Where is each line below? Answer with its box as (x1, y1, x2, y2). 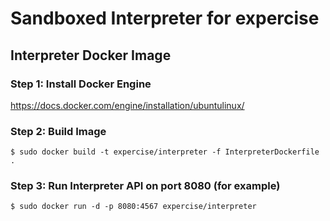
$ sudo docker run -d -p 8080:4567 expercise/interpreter (10, 202, 257, 212)
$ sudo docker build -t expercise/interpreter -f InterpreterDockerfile (10, 147, 320, 157)
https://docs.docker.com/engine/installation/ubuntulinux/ (10, 99, 245, 111)
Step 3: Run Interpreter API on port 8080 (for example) (10, 179, 281, 193)
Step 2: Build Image (10, 124, 107, 138)
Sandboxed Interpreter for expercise (10, 7, 320, 30)
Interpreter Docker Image (10, 47, 172, 64)
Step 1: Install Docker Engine (10, 77, 152, 91)
